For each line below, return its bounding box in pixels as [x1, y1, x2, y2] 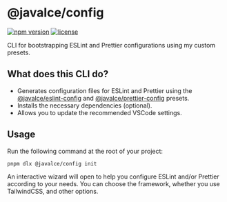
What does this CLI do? [7, 68, 109, 80]
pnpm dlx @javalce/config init [7, 160, 97, 167]
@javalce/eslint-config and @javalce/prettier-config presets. [17, 94, 190, 102]
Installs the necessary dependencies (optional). [17, 101, 152, 110]
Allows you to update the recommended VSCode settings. [17, 108, 183, 117]
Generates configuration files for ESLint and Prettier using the [17, 86, 193, 94]
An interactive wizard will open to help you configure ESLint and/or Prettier [7, 172, 219, 181]
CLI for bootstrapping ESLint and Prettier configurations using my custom [7, 41, 216, 49]
